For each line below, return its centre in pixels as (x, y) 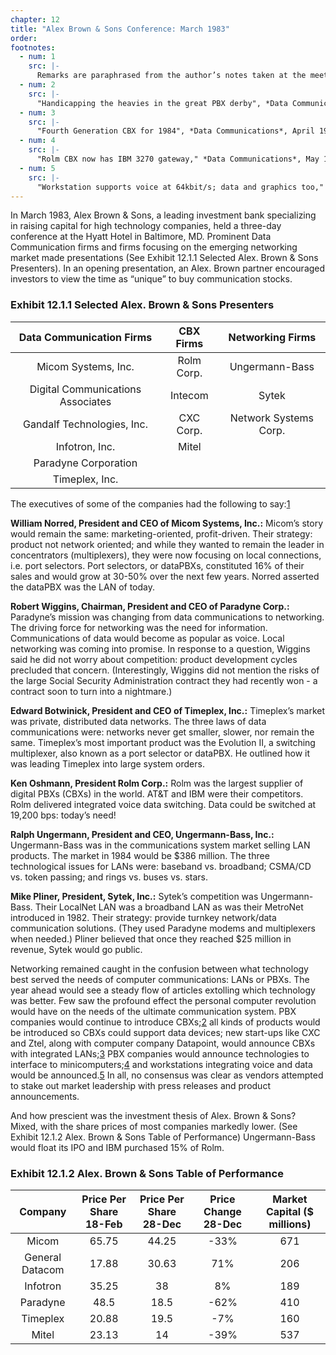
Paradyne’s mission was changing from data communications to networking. (167, 617)
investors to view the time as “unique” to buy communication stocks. (151, 279)
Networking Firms (272, 337)
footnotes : (33, 47)
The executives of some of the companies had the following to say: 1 (150, 503)
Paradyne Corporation (85, 463)
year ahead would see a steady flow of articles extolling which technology (163, 990)
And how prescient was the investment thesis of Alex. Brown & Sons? (153, 1115)
